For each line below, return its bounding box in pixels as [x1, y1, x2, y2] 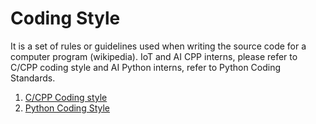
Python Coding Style [24, 102, 110, 114]
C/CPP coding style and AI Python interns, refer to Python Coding [10, 61, 282, 73]
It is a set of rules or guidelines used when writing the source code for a [10, 40, 307, 52]
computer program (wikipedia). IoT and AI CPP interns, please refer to [10, 50, 298, 62]
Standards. [10, 72, 56, 84]
